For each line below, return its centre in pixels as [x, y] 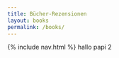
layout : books [28, 21]
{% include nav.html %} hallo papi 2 [59, 47]
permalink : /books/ [36, 27]
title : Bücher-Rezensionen [47, 14]
